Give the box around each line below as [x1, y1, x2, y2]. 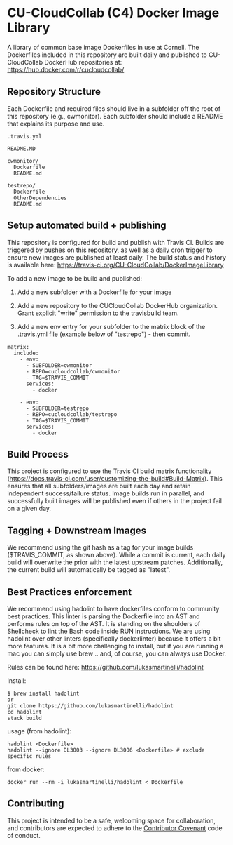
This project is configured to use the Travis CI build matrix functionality [7, 467, 212, 475]
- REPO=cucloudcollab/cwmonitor [25, 368, 120, 375]
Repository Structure [7, 86, 101, 98]
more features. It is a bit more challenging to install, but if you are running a [7, 642, 224, 650]
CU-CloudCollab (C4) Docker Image [7, 5, 220, 21]
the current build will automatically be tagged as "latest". [7, 566, 171, 574]
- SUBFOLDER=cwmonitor [25, 361, 92, 369]
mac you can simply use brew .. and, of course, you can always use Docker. [7, 649, 226, 658]
